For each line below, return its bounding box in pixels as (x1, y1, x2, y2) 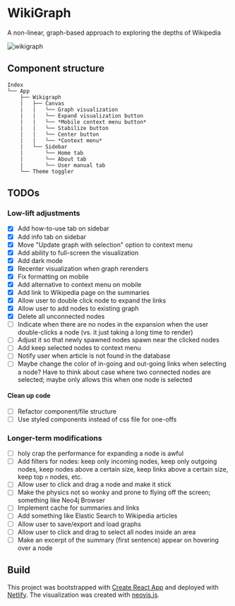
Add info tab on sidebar (17, 232, 87, 241)
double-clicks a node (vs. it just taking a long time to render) (17, 328, 193, 337)
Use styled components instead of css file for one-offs (17, 415, 177, 424)
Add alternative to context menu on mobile (17, 280, 142, 289)
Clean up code (7, 391, 51, 400)
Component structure (7, 62, 104, 75)
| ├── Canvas (20, 100, 65, 107)
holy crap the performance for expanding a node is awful (17, 449, 184, 458)
